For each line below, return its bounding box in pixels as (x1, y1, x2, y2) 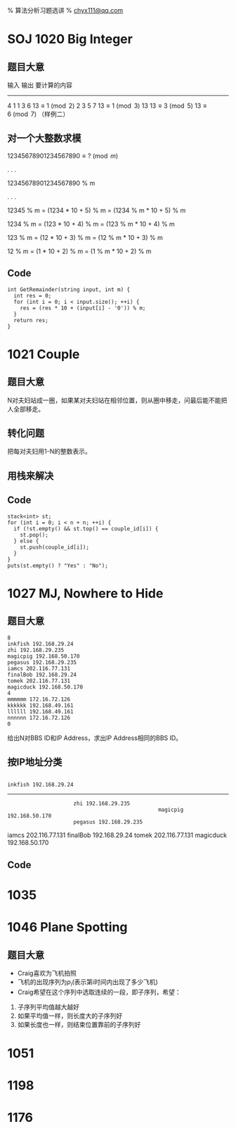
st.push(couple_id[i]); (20, 544, 90, 551)
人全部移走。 (7, 404, 44, 413)
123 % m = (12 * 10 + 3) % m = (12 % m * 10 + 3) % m (7, 233, 164, 241)
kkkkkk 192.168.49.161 (7, 702, 74, 709)
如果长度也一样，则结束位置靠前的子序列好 (17, 1020, 141, 1028)
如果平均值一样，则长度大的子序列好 (17, 1012, 123, 1020)
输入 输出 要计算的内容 (7, 81, 72, 89)
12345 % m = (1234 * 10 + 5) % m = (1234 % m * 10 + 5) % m (7, 206, 186, 215)
